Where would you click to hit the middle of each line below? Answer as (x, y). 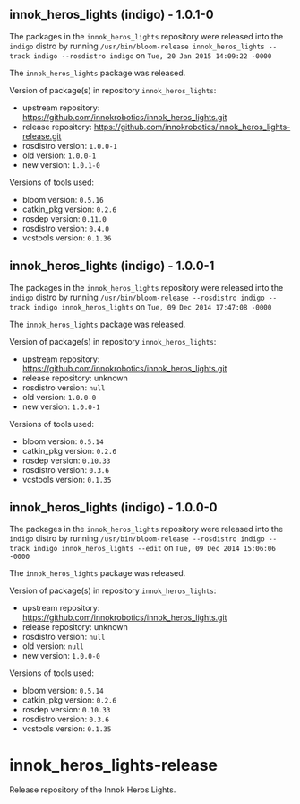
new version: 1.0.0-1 (61, 406)
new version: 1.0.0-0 (61, 656)
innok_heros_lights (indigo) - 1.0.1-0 (111, 15)
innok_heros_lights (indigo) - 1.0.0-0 (113, 507)
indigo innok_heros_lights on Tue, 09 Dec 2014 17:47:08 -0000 (152, 306)
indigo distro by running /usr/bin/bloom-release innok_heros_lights (137, 46)
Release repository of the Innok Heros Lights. (93, 790)
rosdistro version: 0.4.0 (66, 228)
